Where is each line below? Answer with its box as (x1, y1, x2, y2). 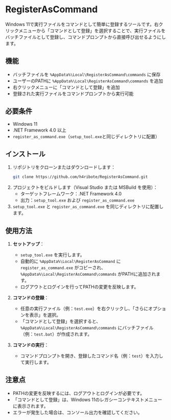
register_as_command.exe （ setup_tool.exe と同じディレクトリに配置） (12, 133, 160, 139)
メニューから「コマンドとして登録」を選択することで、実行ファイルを (18, 27, 166, 34)
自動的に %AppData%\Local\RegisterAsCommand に (20, 258, 121, 264)
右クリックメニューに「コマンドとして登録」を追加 (12, 84, 120, 90)
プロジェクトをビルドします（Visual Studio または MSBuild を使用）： (12, 184, 158, 190)
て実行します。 (20, 359, 52, 365)
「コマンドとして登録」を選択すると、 (20, 318, 101, 324)
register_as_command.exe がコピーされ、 (20, 264, 106, 271)
